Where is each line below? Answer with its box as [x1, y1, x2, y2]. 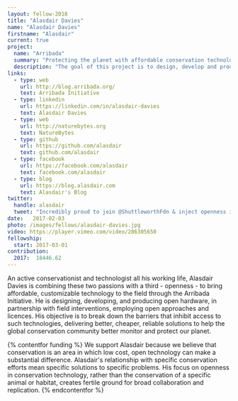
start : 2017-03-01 [13, 241, 69, 248]
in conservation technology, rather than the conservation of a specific [7, 370, 211, 379]
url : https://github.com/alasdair [20, 143, 122, 150]
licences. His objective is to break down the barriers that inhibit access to [7, 312, 222, 320]
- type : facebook [13, 155, 65, 163]
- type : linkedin [13, 97, 65, 104]
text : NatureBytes [20, 129, 74, 136]
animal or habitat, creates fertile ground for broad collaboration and [7, 378, 204, 387]
